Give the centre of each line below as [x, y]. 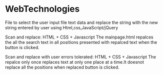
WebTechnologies [42, 9]
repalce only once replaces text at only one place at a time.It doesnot [75, 62]
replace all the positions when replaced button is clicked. [62, 67]
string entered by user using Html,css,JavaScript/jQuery [62, 27]
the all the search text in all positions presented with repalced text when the [81, 42]
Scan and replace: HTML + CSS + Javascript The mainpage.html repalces [79, 37]
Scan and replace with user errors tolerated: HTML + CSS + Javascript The [81, 56]
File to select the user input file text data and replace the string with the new [81, 22]
